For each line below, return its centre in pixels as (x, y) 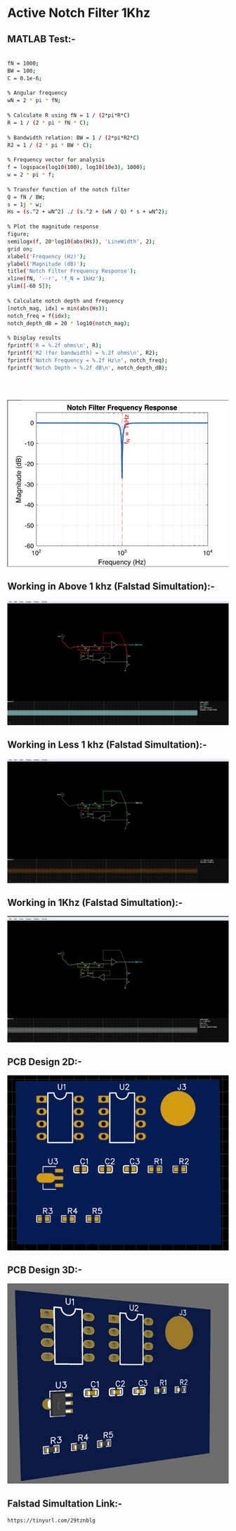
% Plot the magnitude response (53, 227)
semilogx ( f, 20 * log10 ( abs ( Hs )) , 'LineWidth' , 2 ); (81, 241)
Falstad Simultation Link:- (65, 1503)
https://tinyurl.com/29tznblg (52, 1521)
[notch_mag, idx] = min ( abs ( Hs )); (58, 308)
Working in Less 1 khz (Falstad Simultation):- (107, 745)
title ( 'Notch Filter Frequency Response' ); (72, 271)
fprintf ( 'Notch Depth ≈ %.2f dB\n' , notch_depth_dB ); (88, 367)
